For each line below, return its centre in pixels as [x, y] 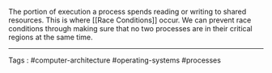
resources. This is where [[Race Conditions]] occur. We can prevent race [130, 20]
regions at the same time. [51, 37]
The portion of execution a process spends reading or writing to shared [127, 12]
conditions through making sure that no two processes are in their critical [130, 28]
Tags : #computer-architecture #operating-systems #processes [115, 60]
